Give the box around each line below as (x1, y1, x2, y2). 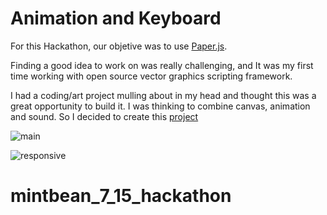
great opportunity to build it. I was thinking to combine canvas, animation (10, 100, 311, 112)
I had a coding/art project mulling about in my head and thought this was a (10, 89, 317, 101)
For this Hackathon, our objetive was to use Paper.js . (10, 40, 228, 52)
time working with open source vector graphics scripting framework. (10, 70, 293, 82)
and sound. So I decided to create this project (10, 110, 199, 122)
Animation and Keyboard (10, 7, 222, 30)
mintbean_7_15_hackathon (10, 185, 232, 207)
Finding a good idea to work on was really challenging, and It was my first (10, 59, 314, 71)
